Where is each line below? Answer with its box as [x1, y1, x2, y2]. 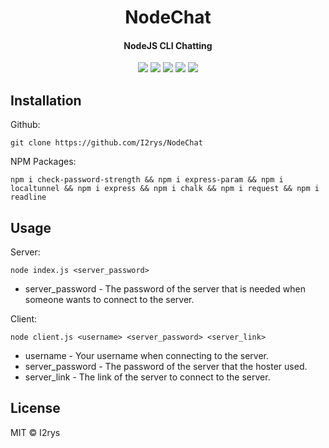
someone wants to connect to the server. [24, 294, 195, 306]
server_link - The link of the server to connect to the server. [24, 371, 271, 383]
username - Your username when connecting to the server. [24, 350, 270, 362]
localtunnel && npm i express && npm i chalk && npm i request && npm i [10, 184, 320, 194]
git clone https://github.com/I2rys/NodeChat [10, 138, 203, 148]
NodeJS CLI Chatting [123, 39, 213, 51]
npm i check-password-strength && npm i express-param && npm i [10, 175, 284, 185]
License [10, 400, 61, 417]
